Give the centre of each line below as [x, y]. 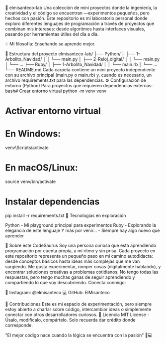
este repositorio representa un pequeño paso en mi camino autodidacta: [79, 256]
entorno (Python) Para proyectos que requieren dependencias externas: [79, 86]
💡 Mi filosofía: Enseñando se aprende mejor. [50, 44]
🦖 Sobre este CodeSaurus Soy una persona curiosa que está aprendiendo [81, 245]
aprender [14, 236]
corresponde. [19, 325]
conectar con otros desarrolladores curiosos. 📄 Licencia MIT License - [77, 315]
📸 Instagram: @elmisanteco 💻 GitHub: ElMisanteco [58, 292]
